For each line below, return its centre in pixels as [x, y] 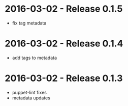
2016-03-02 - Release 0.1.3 [64, 78]
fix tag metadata [29, 23]
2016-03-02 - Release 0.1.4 [64, 44]
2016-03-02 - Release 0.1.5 [64, 9]
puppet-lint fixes [29, 92]
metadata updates [31, 98]
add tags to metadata [34, 58]
